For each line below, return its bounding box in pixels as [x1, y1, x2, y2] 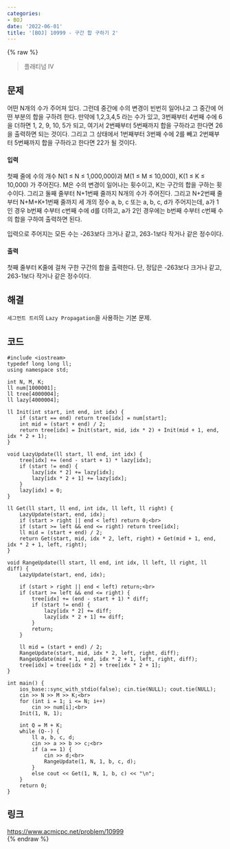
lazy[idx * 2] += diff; [43, 607, 112, 615]
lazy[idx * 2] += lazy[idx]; [32, 469, 115, 476]
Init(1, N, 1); [19, 710, 63, 717]
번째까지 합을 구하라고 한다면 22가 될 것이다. [18, 138, 137, 147]
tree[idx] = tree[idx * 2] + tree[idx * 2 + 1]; [19, 662, 161, 669]
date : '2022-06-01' [7, 23, 63, 30]
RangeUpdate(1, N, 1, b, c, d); [43, 758, 137, 765]
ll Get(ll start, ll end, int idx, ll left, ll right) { [7, 505, 174, 512]
